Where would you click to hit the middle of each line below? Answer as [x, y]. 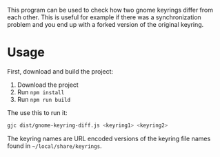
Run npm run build [44, 99]
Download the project [48, 85]
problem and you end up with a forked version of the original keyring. [106, 24]
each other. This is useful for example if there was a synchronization [104, 17]
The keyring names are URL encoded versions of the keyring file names [109, 138]
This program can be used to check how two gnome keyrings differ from [110, 10]
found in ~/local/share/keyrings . [54, 146]
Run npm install [41, 92]
